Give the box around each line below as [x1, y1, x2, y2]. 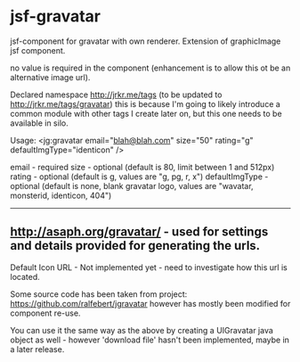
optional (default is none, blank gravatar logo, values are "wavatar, [10, 180, 254, 191]
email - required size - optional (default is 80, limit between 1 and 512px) [10, 161, 275, 172]
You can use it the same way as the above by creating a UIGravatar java [10, 325, 274, 335]
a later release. [10, 343, 65, 354]
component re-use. [10, 308, 81, 318]
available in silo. [10, 118, 69, 128]
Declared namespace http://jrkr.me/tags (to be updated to [10, 89, 223, 100]
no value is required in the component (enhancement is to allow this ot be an [10, 62, 291, 73]
